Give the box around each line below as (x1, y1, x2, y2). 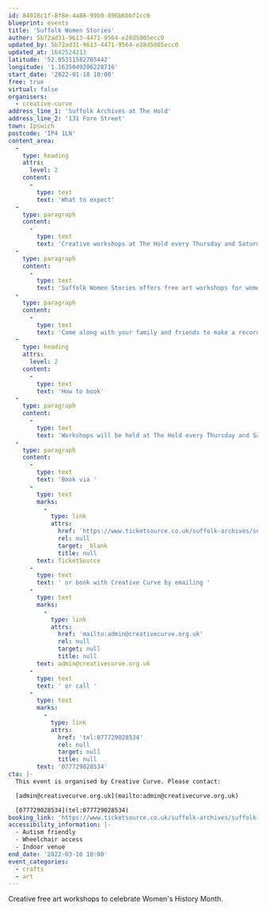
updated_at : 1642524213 (8, 48, 87, 56)
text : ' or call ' (36, 682, 97, 690)
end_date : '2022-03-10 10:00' (8, 850, 108, 858)
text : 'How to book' (36, 387, 104, 395)
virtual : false (8, 85, 59, 93)
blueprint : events (8, 19, 69, 27)
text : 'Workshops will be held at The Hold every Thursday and (36, 431, 249, 440)
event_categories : (8, 857, 69, 866)
